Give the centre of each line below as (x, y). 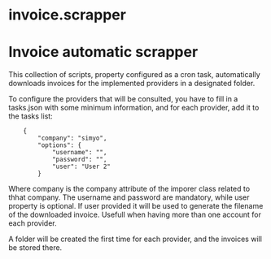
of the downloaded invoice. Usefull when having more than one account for (135, 215)
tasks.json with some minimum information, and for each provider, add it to (134, 108)
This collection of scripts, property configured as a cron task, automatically (134, 75)
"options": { (60, 145)
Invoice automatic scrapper (103, 52)
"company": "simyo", (72, 138)
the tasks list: (31, 116)
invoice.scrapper (67, 15)
